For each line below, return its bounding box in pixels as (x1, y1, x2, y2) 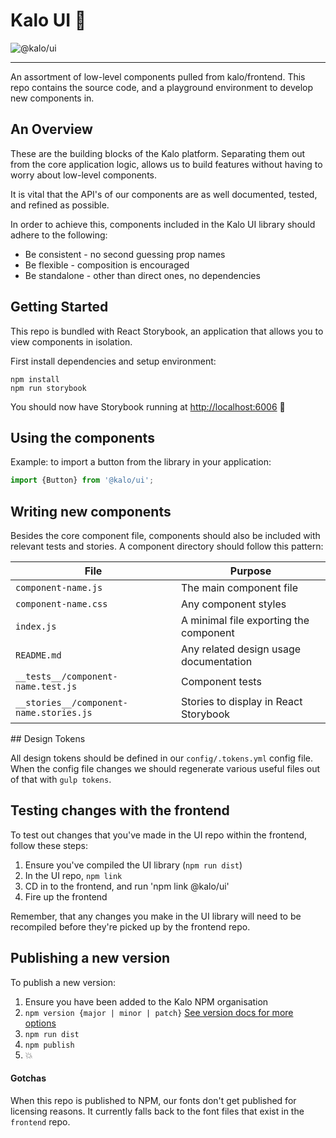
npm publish (24, 1040, 75, 1050)
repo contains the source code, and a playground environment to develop (10, 81, 314, 93)
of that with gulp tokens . (10, 774, 112, 786)
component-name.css (15, 599, 108, 610)
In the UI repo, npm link (24, 869, 123, 881)
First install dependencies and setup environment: (10, 355, 217, 367)
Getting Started (10, 299, 109, 316)
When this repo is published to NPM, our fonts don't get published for (10, 1094, 297, 1106)
